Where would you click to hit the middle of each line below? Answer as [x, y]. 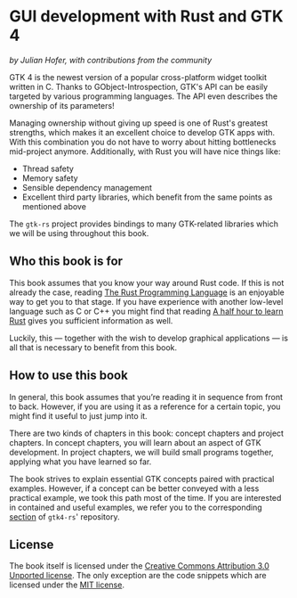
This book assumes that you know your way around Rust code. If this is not [147, 283]
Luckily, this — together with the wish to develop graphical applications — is [149, 338]
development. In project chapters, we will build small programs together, [141, 452]
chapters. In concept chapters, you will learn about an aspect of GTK [135, 442]
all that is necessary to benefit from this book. [93, 347]
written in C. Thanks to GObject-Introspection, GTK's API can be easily [139, 86]
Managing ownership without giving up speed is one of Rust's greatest [139, 123]
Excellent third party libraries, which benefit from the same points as [147, 197]
